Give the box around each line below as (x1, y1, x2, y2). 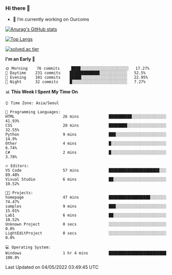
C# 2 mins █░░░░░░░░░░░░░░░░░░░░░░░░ (5, 150, 167, 155)
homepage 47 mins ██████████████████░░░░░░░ (5, 195, 167, 200)
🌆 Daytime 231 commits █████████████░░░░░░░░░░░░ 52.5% (5, 70, 146, 76)
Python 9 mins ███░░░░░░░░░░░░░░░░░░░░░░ (5, 132, 167, 137)
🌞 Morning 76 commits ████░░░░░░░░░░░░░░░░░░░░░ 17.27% (5, 66, 150, 71)
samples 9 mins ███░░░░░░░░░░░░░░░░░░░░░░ (5, 204, 167, 209)
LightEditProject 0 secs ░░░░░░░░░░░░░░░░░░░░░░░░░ (5, 231, 167, 236)
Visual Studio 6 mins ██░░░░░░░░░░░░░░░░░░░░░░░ (5, 177, 167, 182)
